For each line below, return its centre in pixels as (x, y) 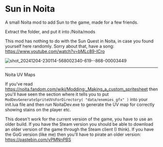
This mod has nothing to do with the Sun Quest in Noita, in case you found (79, 41)
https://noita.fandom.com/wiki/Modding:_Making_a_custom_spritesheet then (81, 89)
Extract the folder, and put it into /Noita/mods (50, 31)
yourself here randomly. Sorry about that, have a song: (60, 46)
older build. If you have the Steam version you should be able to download (79, 124)
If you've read (19, 84)
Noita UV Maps (20, 74)
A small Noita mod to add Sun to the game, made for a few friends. (72, 22)
